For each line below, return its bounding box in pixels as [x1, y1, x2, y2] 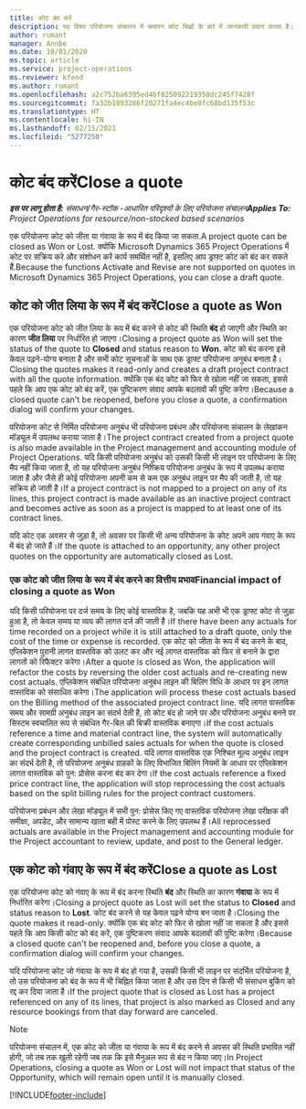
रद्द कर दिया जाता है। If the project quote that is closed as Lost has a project [9, 986, 276, 997]
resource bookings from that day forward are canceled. [9, 1006, 218, 1017]
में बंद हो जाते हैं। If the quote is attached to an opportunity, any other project [9, 540, 280, 551]
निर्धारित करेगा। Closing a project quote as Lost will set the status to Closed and [9, 897, 296, 908]
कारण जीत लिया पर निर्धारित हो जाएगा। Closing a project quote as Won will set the [9, 333, 283, 344]
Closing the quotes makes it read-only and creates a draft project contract [9, 363, 290, 375]
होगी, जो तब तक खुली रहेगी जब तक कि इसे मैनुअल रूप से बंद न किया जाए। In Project [9, 1051, 263, 1062]
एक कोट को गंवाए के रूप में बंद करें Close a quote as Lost [9, 862, 278, 878]
